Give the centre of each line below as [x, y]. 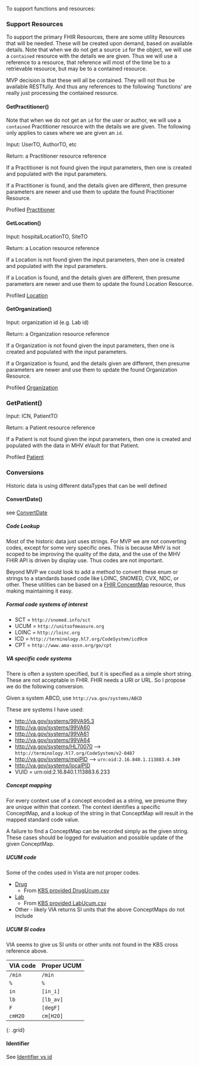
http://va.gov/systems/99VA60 [52, 727]
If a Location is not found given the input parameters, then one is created [96, 260]
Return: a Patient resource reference [51, 428]
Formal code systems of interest [47, 605]
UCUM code [21, 857]
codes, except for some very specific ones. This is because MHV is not [93, 547]
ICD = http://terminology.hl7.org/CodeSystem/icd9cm [81, 639]
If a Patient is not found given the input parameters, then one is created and [99, 439]
